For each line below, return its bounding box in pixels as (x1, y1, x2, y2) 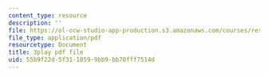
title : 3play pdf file (8, 48, 84, 56)
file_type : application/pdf (8, 33, 102, 42)
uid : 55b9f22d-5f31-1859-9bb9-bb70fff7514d (8, 56, 156, 64)
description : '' (8, 19, 62, 27)
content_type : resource (8, 11, 88, 20)
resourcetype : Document (8, 41, 88, 49)
